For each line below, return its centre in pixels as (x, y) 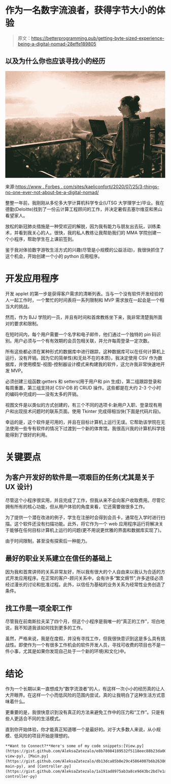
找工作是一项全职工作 (39, 608)
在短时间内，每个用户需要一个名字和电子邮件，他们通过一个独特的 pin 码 (81, 334)
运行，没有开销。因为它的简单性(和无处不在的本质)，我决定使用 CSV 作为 (82, 358)
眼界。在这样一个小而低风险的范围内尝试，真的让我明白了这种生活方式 (87, 695)
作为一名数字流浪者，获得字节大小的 (81, 10)
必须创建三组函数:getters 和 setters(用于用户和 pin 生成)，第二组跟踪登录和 (83, 381)
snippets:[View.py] (123, 746)
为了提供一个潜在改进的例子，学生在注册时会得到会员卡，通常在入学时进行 (83, 517)
